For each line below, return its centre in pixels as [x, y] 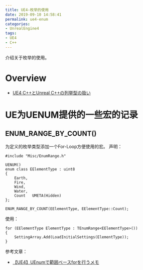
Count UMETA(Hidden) [38, 196]
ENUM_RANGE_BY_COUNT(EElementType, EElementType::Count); [67, 209]
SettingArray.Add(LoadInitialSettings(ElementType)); [71, 237]
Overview [26, 78]
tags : [11, 33]
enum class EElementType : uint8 [40, 169]
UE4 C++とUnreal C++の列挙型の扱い [52, 93]
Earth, [21, 178]
